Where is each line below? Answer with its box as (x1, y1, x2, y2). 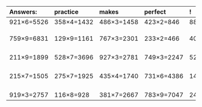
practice (54, 8, 79, 16)
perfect (144, 8, 167, 16)
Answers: (9, 8, 37, 16)
